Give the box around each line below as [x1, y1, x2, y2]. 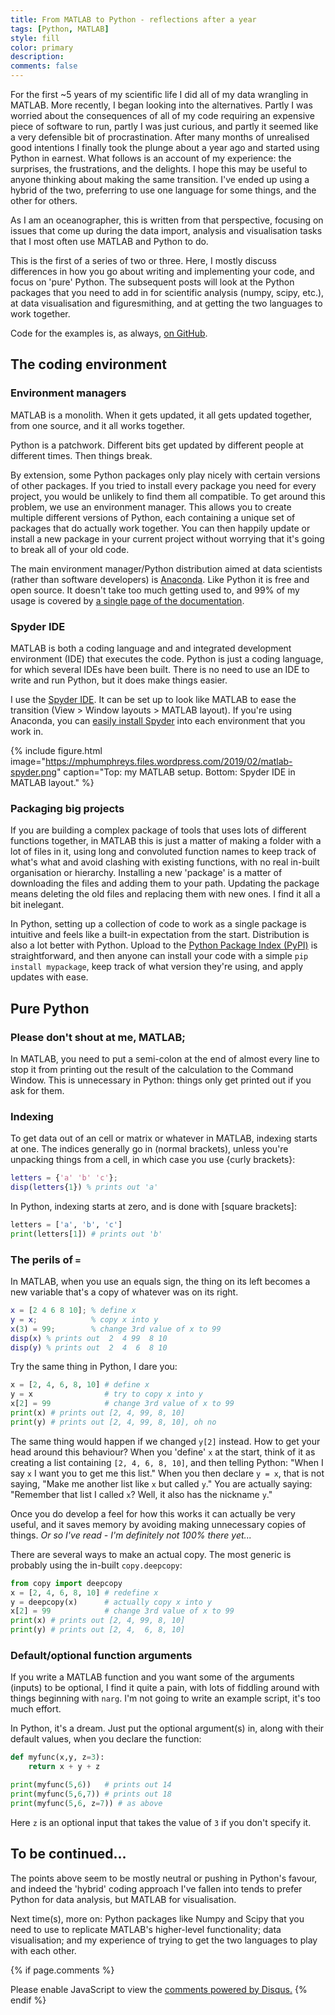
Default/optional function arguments [10, 1648, 193, 1662]
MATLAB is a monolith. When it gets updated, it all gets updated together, [10, 409, 313, 421]
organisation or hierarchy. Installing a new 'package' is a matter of [10, 867, 283, 879]
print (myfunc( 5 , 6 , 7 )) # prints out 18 [10, 1789, 172, 1799]
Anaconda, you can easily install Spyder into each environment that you [10, 714, 306, 726]
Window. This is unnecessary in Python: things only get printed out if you [10, 1074, 312, 1086]
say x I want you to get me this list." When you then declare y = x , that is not [10, 1467, 325, 1479]
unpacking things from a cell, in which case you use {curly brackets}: [10, 1154, 296, 1166]
